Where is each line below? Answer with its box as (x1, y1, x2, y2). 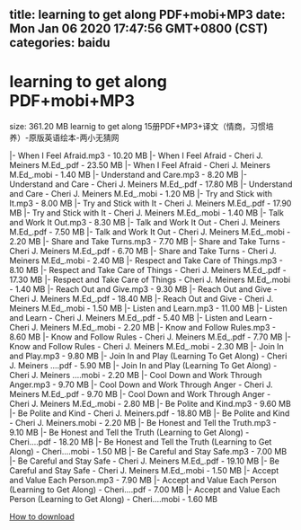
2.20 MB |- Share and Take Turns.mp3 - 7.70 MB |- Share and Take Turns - (9, 236, 286, 247)
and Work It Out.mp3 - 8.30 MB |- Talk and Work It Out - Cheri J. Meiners (9, 217, 280, 228)
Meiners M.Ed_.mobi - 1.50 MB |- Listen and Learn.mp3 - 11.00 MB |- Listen (9, 303, 288, 314)
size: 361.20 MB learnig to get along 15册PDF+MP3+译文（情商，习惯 (9, 121, 267, 132)
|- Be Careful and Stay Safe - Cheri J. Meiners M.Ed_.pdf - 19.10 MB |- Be (9, 455, 280, 466)
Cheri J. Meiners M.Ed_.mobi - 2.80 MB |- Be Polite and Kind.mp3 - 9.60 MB (9, 399, 292, 410)
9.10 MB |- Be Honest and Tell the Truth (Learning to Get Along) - (9, 427, 250, 438)
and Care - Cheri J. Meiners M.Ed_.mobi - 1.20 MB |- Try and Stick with (9, 189, 272, 199)
